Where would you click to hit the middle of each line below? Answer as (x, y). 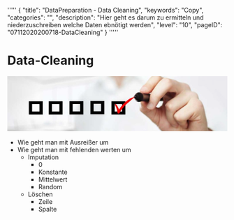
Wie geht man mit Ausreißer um (63, 142)
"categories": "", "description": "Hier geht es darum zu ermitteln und (105, 17)
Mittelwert (53, 179)
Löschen (41, 194)
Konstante (53, 172)
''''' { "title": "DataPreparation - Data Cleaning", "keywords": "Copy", (105, 10)
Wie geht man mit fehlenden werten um (74, 149)
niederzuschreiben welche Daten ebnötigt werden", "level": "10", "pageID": (115, 25)
